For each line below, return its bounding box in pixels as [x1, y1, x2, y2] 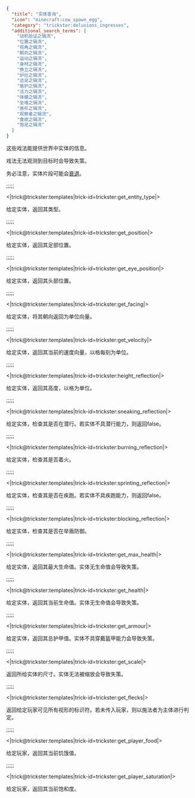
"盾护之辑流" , [17, 83, 48, 89]
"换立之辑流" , [17, 66, 48, 73]
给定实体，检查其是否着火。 [6, 456, 75, 463]
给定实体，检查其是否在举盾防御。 [6, 527, 90, 535]
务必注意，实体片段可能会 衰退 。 [6, 170, 85, 177]
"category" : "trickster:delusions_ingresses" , [11, 22, 129, 28]
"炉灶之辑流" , [17, 72, 48, 78]
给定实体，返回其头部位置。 [6, 277, 75, 284]
